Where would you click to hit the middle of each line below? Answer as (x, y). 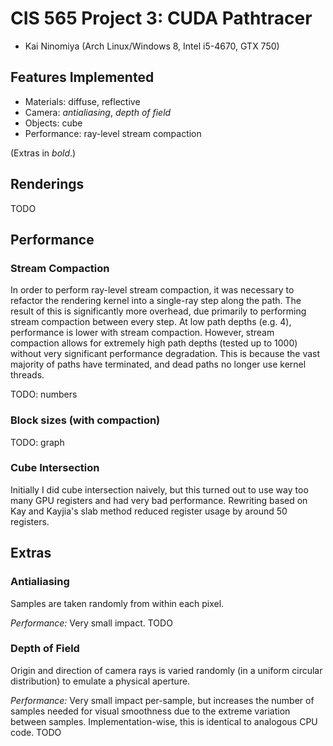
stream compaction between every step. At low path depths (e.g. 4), (151, 322)
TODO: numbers (44, 394)
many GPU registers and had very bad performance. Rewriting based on (159, 500)
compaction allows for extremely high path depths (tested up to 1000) (154, 343)
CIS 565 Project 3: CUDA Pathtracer (161, 18)
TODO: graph (37, 442)
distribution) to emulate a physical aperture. (100, 681)
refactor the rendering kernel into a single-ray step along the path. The (156, 301)
